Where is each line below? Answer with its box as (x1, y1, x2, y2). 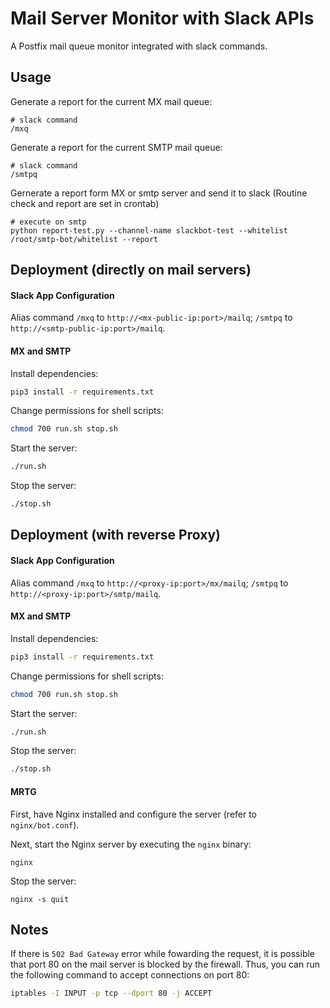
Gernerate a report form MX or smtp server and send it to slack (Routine (10, 187, 308, 199)
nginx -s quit (10, 894, 70, 904)
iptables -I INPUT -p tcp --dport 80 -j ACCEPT (10, 988, 213, 999)
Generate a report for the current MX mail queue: (10, 95, 213, 107)
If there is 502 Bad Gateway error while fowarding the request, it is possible (10, 948, 316, 960)
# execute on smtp (10, 217, 87, 227)
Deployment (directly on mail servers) (10, 262, 252, 279)
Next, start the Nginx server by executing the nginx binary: (10, 838, 252, 850)
